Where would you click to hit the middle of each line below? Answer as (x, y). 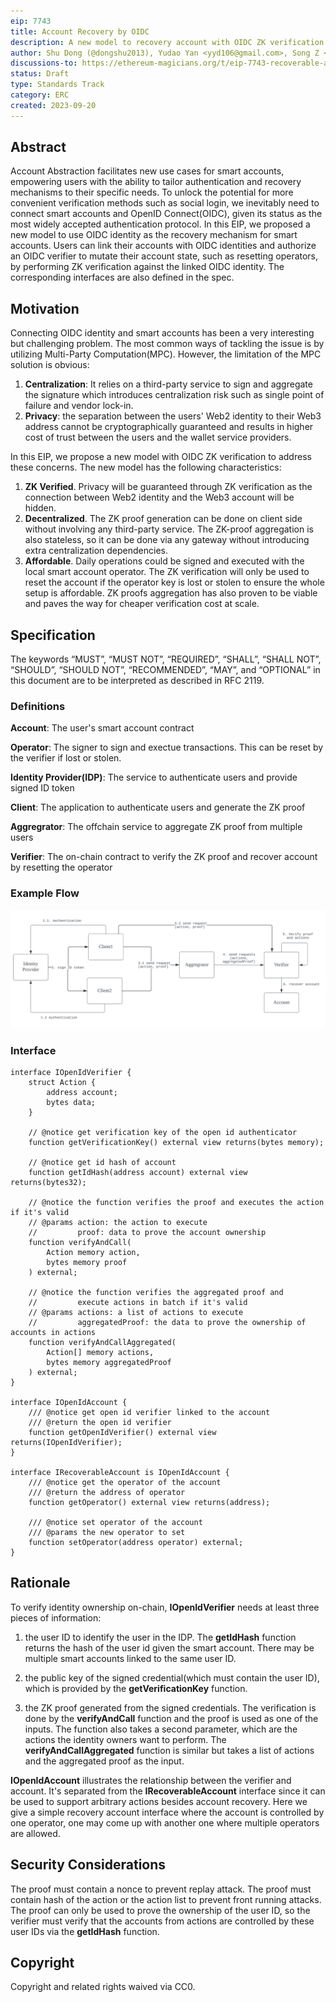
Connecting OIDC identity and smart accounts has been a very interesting (162, 333)
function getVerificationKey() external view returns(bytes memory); (176, 1142)
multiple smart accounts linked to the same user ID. (130, 1658)
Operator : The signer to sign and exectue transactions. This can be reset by (167, 747)
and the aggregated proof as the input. (104, 1761)
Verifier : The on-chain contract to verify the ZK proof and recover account (164, 857)
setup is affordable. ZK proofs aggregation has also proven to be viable (171, 593)
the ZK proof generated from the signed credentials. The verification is (170, 1707)
